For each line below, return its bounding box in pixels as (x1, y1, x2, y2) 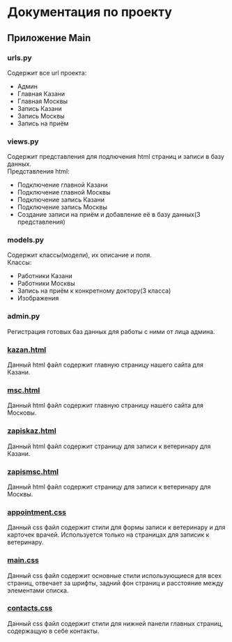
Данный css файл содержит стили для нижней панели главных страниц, (7, 619, 224, 627)
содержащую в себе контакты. (7, 627, 100, 635)
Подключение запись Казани (17, 196, 105, 204)
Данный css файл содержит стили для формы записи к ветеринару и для (7, 523, 226, 532)
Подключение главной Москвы (17, 188, 111, 197)
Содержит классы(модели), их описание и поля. (7, 251, 152, 259)
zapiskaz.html (7, 426, 57, 436)
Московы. (7, 408, 37, 417)
